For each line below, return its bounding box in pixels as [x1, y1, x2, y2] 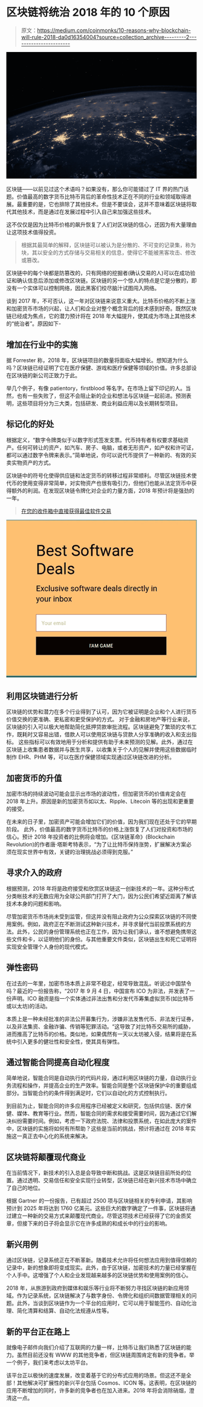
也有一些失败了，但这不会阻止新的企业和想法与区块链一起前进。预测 [16, 392, 186, 399]
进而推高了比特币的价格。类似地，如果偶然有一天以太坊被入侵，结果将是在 [6, 1030, 192, 1038]
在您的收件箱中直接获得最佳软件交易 [21, 507, 112, 515]
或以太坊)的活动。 [6, 1002, 51, 1010]
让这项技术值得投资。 [6, 229, 59, 236]
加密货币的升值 [6, 773, 62, 783]
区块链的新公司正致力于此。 [11, 371, 80, 379]
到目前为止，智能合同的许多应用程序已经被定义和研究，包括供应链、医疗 [6, 1102, 186, 1110]
